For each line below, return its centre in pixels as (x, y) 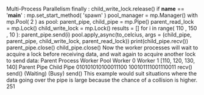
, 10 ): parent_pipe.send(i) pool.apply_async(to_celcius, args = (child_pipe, (99, 35)
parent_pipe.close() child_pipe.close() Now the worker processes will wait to (102, 47)
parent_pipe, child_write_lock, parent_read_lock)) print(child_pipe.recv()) (97, 41)
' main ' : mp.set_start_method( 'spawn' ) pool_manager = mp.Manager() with (102, 15)
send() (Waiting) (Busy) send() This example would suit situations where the (101, 73)
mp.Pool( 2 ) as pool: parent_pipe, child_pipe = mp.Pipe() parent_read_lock (100, 22)
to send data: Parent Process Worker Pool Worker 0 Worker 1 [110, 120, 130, (101, 61)
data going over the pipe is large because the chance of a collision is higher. (102, 80)
